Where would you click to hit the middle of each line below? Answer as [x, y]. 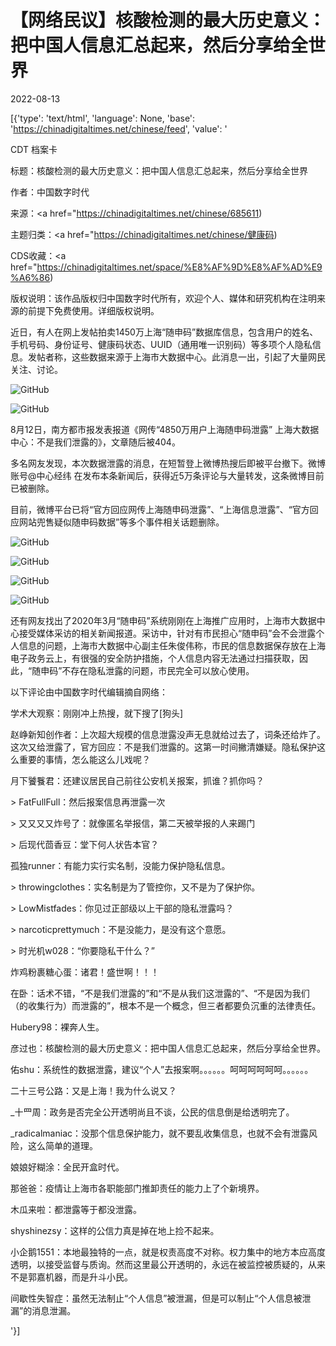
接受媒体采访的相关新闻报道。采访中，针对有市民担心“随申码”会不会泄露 [167, 633]
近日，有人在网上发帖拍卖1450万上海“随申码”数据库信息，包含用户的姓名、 [164, 332]
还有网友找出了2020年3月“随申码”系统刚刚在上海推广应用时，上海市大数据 [163, 620]
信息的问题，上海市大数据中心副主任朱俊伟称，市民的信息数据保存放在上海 [172, 645]
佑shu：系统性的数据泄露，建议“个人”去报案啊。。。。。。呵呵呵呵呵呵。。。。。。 [162, 1069]
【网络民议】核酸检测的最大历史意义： [168, 20]
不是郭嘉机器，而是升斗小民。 [71, 1277]
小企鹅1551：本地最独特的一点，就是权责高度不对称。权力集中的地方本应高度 [168, 1252]
